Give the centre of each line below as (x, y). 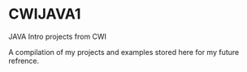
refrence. (24, 61)
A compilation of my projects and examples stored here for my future (124, 52)
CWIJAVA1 (45, 14)
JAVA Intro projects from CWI (58, 36)
